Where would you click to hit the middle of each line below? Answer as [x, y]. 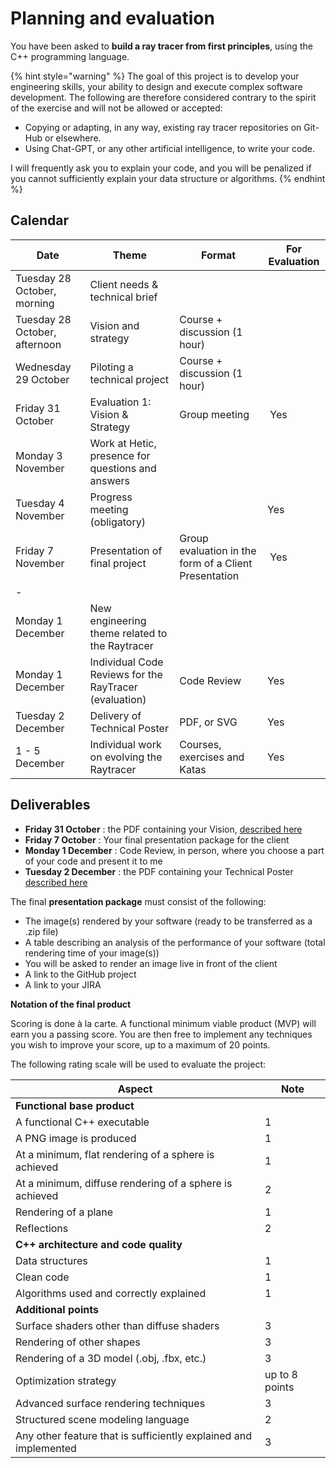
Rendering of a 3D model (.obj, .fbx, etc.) [111, 1358]
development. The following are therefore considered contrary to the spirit [163, 97]
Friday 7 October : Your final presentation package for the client [157, 839]
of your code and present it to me [93, 861]
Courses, [200, 744]
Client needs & [124, 284]
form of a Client [216, 563]
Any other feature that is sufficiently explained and [133, 1435]
